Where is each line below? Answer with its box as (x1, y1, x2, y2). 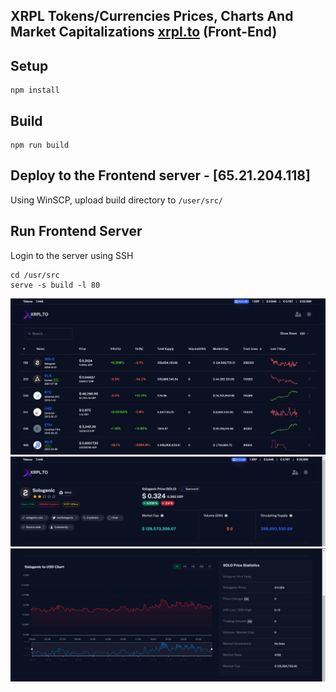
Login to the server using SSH (10, 249, 134, 261)
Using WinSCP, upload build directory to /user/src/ (10, 194, 223, 206)
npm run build (10, 140, 70, 151)
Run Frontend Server (10, 223, 143, 240)
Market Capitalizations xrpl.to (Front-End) (10, 24, 278, 41)
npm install (10, 85, 60, 96)
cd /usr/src (10, 270, 60, 280)
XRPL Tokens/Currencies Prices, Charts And (10, 8, 294, 25)
